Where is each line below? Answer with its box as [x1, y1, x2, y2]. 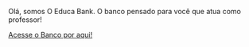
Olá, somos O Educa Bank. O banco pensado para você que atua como [8, 7, 241, 16]
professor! [8, 15, 42, 24]
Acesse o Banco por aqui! [8, 31, 93, 39]
